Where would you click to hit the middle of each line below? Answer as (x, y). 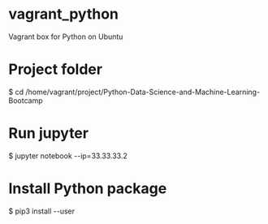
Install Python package (88, 188)
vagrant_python (64, 14)
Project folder (56, 69)
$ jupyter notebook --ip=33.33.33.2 (68, 156)
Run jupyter (49, 134)
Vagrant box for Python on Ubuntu (66, 37)
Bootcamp (26, 100)
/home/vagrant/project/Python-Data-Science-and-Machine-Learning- (143, 92)
